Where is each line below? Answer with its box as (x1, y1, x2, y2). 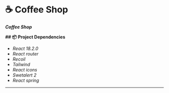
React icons (12, 66, 38, 72)
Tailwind (12, 61, 30, 67)
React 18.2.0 (12, 45, 39, 51)
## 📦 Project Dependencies (5, 33, 65, 40)
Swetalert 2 (12, 72, 37, 78)
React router (12, 50, 39, 56)
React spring (12, 77, 39, 83)
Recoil (12, 56, 26, 62)
